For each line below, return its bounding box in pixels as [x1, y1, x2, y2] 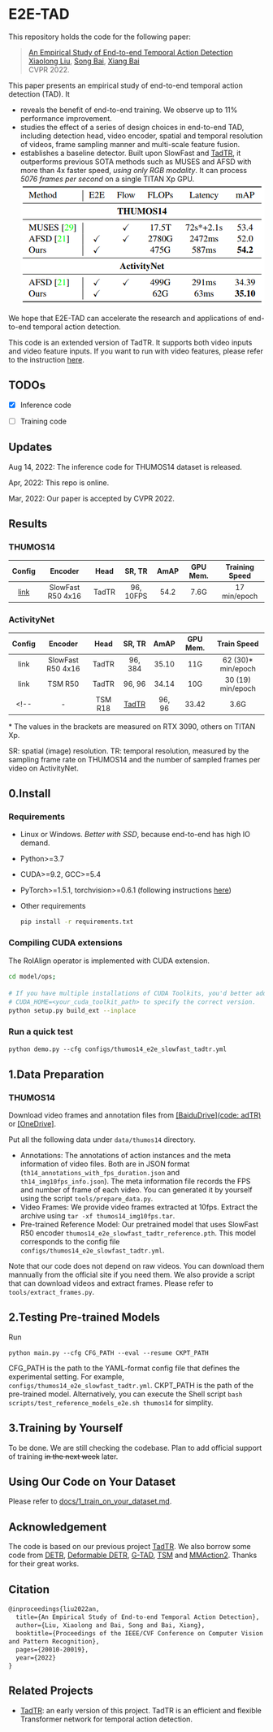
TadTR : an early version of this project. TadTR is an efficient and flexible [19, 1705, 262, 1715]
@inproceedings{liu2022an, [8, 1604, 100, 1613]
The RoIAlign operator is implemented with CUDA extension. [8, 956, 210, 966]
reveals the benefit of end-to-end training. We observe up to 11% [19, 105, 238, 115]
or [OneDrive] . [8, 1118, 57, 1128]
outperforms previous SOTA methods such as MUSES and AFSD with [19, 156, 252, 167]
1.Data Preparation [8, 1067, 104, 1081]
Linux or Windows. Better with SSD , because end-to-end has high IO [19, 830, 250, 840]
